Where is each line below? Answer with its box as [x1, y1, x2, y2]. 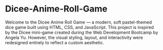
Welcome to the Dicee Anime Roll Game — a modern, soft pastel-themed [5, 19, 152, 25]
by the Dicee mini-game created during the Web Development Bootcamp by [5, 29, 158, 35]
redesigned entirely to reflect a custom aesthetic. [5, 39, 104, 45]
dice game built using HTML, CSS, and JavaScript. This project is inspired [5, 24, 154, 30]
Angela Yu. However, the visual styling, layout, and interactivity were [5, 35, 143, 40]
